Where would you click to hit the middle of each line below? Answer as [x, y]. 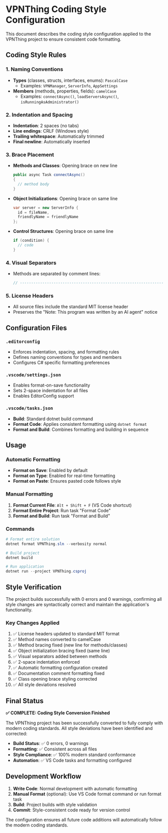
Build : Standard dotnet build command [53, 419]
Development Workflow [44, 776]
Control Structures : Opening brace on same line [63, 231]
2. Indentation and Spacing [39, 115]
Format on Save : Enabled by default [50, 471]
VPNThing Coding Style [56, 9]
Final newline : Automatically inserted [51, 141]
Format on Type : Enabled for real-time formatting [64, 476]
